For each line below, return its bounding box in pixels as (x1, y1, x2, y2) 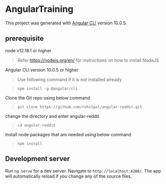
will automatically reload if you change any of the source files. (5, 173, 132, 179)
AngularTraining (5, 3, 74, 15)
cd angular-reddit (17, 123, 56, 128)
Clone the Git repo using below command (5, 94, 90, 100)
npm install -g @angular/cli (17, 86, 78, 91)
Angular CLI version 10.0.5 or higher (5, 67, 79, 73)
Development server (5, 155, 70, 163)
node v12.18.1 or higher (5, 47, 52, 53)
